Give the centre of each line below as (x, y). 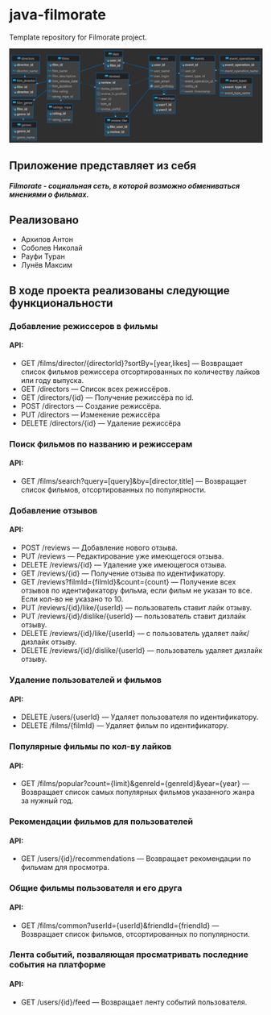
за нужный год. (47, 801)
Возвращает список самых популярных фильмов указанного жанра (138, 792)
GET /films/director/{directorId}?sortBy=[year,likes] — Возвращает (132, 363)
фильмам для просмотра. (65, 867)
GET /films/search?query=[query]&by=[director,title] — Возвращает (134, 480)
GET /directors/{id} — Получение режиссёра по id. (107, 397)
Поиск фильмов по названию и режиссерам (101, 443)
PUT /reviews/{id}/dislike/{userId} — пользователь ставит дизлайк (133, 616)
